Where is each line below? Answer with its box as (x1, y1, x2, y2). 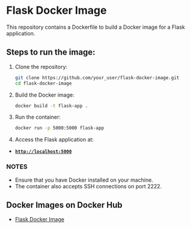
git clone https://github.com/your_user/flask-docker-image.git (14, 74, 180, 81)
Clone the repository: (14, 63, 68, 70)
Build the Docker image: (14, 91, 75, 98)
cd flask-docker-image (14, 80, 72, 86)
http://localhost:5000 (14, 149, 72, 155)
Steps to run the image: (6, 47, 95, 58)
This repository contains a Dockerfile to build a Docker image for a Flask (6, 23, 185, 31)
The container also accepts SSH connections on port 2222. (14, 182, 162, 189)
